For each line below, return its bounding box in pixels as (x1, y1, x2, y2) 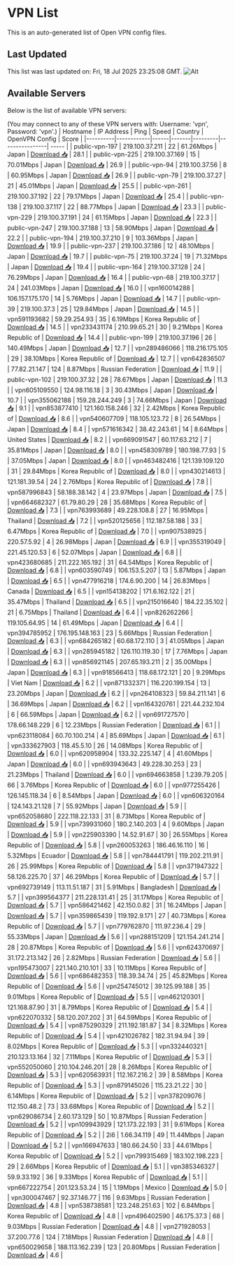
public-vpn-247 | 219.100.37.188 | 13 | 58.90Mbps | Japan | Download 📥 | (7, 223, 218, 232)
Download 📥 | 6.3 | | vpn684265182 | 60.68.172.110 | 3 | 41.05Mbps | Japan (7, 636, 225, 645)
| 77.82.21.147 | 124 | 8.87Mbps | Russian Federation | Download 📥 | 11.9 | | (7, 365, 222, 373)
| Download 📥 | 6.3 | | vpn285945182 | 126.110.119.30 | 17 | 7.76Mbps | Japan (7, 647, 228, 655)
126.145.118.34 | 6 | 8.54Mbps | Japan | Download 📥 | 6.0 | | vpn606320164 (7, 791, 225, 800)
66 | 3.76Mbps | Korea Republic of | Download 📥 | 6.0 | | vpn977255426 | (7, 781, 220, 789)
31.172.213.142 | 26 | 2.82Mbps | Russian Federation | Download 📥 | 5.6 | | (7, 953, 220, 962)
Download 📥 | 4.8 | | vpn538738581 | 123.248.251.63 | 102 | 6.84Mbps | (7, 1201, 215, 1209)
